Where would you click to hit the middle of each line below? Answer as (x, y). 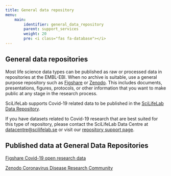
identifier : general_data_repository (64, 24)
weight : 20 (35, 34)
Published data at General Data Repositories (77, 146)
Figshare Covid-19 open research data (46, 158)
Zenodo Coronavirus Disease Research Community (59, 168)
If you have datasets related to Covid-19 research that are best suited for (82, 119)
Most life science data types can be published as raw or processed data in (84, 72)
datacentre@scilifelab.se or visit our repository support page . (70, 129)
